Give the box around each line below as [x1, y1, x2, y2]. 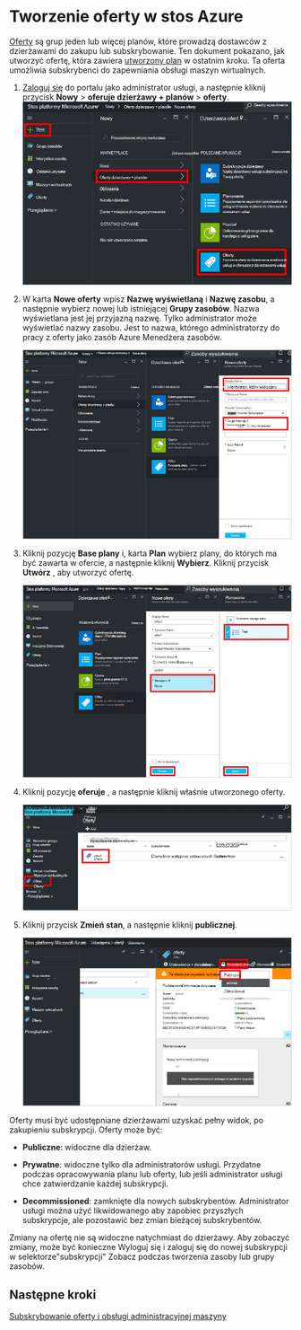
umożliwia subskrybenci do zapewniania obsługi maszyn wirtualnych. [9, 65, 267, 75]
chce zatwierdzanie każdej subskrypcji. [21, 1178, 168, 1189]
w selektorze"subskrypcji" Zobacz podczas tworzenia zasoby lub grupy [9, 1251, 275, 1263]
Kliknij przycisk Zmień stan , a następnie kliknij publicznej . [21, 919, 237, 930]
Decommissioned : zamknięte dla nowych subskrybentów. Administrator [21, 1196, 289, 1207]
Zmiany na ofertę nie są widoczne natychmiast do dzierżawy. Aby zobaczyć [9, 1232, 290, 1243]
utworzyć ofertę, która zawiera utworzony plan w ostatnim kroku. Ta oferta [9, 55, 285, 66]
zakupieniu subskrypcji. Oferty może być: [9, 1124, 163, 1135]
